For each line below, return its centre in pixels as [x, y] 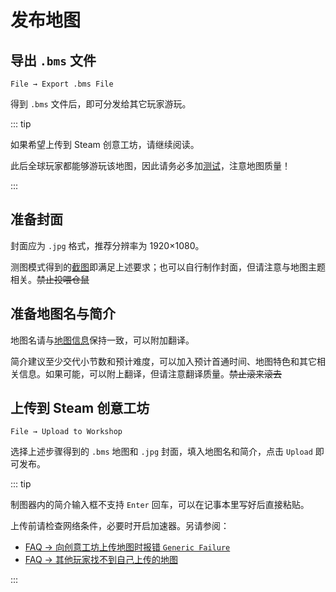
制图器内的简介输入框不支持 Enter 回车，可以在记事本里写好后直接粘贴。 [160, 505]
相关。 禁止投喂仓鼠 [50, 279]
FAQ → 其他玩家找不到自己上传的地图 [101, 560]
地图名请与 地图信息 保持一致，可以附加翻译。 [102, 340]
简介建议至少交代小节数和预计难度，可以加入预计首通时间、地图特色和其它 [163, 361]
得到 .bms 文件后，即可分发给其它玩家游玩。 [101, 104]
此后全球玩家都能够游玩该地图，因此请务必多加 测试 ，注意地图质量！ [150, 165]
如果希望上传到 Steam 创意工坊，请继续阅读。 [105, 144]
